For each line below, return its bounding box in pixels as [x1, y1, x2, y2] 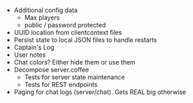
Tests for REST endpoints [24, 81, 98, 88]
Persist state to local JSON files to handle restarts [13, 36, 157, 44]
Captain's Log [13, 43, 55, 51]
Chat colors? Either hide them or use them [13, 58, 136, 66]
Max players [24, 13, 60, 22]
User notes [13, 50, 46, 59]
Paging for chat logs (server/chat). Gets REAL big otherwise [13, 88, 187, 96]
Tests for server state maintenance [24, 73, 125, 81]
